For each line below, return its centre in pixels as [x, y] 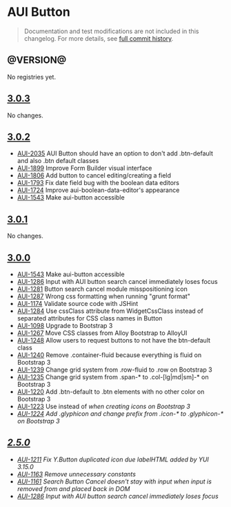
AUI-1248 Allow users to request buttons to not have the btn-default [114, 340]
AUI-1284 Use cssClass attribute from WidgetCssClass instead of [110, 311]
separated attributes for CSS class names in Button [90, 318]
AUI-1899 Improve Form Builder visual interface [84, 168]
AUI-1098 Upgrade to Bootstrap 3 [65, 326]
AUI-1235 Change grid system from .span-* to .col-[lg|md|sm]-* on [113, 377]
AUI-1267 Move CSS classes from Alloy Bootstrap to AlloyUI [102, 333]
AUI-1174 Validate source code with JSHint [78, 304]
